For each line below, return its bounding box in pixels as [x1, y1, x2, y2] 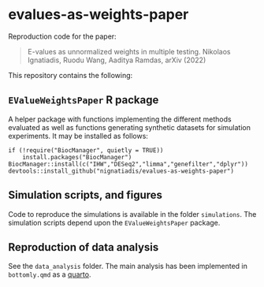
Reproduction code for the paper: [8, 32, 117, 41]
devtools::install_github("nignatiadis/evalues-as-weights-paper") [8, 167, 235, 175]
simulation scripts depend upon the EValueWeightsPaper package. [8, 218, 221, 227]
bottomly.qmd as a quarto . [8, 270, 91, 279]
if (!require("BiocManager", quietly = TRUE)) [8, 146, 164, 155]
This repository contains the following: [8, 70, 133, 80]
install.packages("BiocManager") [22, 153, 132, 161]
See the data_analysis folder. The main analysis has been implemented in [8, 262, 248, 271]
